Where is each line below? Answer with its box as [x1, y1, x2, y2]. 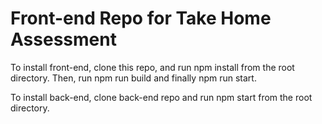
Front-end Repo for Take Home [10, 7, 272, 30]
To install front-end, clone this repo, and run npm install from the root [10, 61, 295, 73]
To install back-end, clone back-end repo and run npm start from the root [10, 91, 313, 103]
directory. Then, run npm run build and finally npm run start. [10, 72, 257, 84]
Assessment [10, 28, 117, 51]
